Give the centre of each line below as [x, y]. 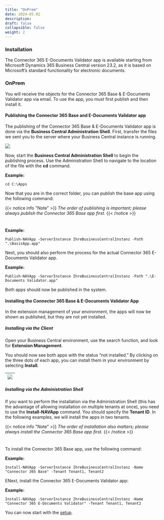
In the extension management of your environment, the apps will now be [78, 312]
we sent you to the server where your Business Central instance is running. [81, 136]
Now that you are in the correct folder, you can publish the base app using [80, 193]
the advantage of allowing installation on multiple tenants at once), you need [82, 407]
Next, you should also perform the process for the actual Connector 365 [78, 252]
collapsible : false [25, 28]
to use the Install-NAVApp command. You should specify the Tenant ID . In [80, 412]
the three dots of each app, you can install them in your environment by [77, 361]
